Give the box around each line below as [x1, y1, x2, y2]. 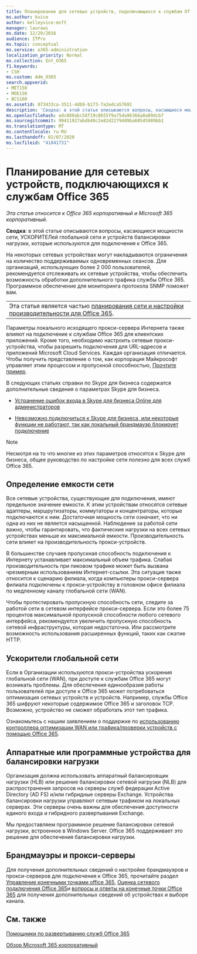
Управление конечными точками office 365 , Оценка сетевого [6, 878, 160, 885]
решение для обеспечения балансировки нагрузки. [6, 834, 136, 841]
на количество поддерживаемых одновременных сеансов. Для [6, 257, 167, 265]
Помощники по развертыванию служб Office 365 [6, 930, 130, 937]
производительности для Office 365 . [9, 309, 114, 317]
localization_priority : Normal [6, 52, 83, 58]
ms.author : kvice [6, 14, 49, 20]
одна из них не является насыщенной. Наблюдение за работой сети [6, 520, 178, 527]
